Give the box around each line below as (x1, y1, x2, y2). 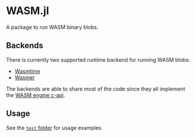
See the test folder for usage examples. (6, 124, 103, 131)
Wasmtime (14, 68, 41, 75)
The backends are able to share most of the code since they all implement (6, 85, 186, 92)
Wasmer (14, 73, 35, 81)
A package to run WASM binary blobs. (6, 24, 99, 31)
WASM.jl (6, 4, 49, 18)
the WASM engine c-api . (6, 91, 66, 98)
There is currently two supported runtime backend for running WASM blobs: (6, 56, 190, 63)
